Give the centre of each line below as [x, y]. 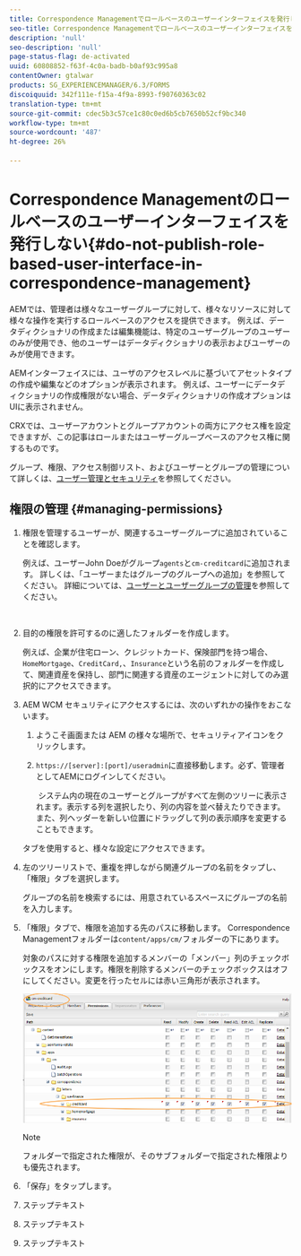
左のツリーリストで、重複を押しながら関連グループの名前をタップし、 [151, 867]
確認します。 [61, 543]
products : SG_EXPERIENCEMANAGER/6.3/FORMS [90, 85]
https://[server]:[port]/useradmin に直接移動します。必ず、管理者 [160, 765]
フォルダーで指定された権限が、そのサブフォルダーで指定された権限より [155, 1156]
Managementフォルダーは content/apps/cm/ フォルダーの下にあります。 [153, 939]
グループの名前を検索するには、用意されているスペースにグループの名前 [155, 897]
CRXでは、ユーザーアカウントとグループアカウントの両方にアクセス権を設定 [150, 425]
